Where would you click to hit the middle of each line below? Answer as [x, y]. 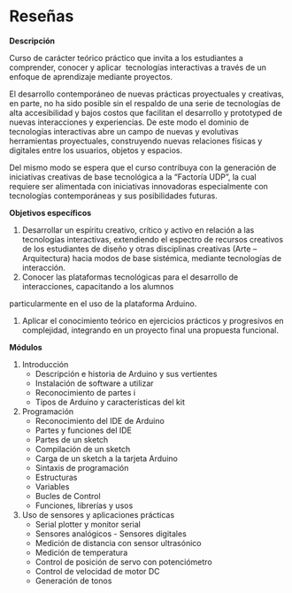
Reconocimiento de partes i [85, 392]
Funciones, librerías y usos [84, 505]
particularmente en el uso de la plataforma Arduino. [103, 304]
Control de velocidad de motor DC [98, 571]
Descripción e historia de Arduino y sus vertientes [126, 374]
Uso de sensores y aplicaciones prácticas [98, 514]
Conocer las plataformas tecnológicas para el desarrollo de [130, 277]
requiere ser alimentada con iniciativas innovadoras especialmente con [138, 186]
